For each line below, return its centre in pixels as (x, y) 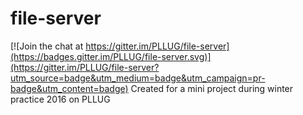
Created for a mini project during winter (212, 88)
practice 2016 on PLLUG (60, 99)
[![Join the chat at (47, 46)
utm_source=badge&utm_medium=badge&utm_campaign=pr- (138, 78)
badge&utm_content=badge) (69, 88)
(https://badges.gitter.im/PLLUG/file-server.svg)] (111, 56)
